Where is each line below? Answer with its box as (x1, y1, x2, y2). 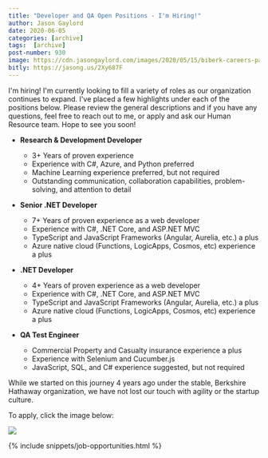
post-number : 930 (8, 49, 66, 57)
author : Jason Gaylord (8, 19, 84, 27)
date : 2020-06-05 (8, 26, 66, 34)
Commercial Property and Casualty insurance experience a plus (31, 345, 242, 355)
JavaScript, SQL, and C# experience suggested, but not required (31, 362, 245, 372)
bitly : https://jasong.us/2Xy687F (8, 64, 124, 72)
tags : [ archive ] (8, 42, 66, 50)
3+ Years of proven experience (31, 150, 134, 160)
